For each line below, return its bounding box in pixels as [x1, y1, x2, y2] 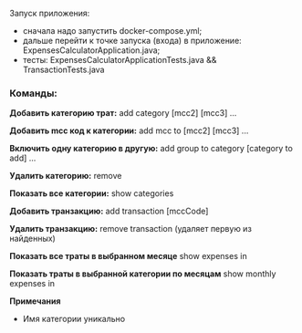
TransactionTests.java [22, 64, 105, 75]
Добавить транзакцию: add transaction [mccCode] [9, 205, 209, 217]
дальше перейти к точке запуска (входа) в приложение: [22, 36, 242, 46]
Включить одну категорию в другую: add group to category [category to [9, 143, 294, 154]
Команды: [9, 87, 57, 99]
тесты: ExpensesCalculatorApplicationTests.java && [22, 55, 217, 65]
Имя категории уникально [22, 314, 126, 325]
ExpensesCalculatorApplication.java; [22, 45, 161, 56]
